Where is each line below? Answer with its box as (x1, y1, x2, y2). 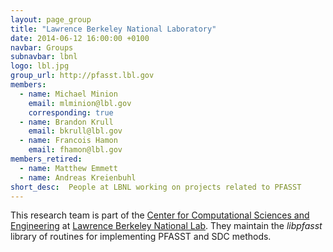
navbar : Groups (10, 42, 74, 53)
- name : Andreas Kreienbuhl (19, 172, 137, 183)
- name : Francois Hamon (19, 136, 118, 146)
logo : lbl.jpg (10, 61, 70, 71)
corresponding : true (28, 107, 114, 118)
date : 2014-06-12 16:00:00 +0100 (10, 33, 150, 43)
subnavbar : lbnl (10, 52, 78, 62)
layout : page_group (10, 14, 92, 25)
